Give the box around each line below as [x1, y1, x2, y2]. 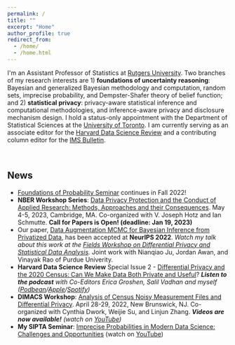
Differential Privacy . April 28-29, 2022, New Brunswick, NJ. [17, 299, 189, 309]
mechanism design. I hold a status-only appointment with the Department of [7, 113, 228, 121]
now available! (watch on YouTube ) [17, 315, 122, 323]
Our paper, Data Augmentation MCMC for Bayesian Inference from [17, 225, 210, 234]
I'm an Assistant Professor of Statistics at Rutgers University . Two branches [7, 68, 226, 77]
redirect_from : [7, 36, 52, 43]
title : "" [7, 17, 36, 24]
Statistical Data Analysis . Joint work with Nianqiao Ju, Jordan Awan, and [17, 248, 229, 256]
